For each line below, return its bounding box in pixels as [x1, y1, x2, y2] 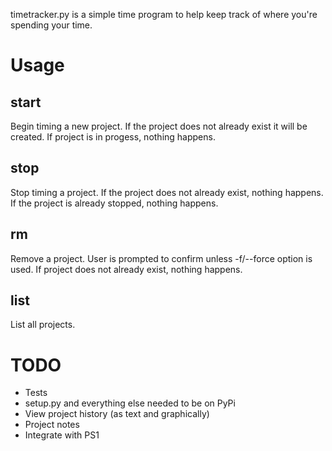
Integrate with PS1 [24, 429, 100, 441]
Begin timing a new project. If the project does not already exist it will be [10, 120, 308, 132]
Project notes [24, 419, 80, 431]
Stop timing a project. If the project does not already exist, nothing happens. [10, 186, 324, 198]
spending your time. [10, 19, 93, 31]
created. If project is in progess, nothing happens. [10, 131, 216, 143]
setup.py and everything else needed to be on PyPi [24, 397, 236, 409]
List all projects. [10, 319, 76, 331]
